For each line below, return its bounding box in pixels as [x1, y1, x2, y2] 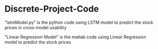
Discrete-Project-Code [4, 3, 99, 15]
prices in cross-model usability [4, 24, 67, 30]
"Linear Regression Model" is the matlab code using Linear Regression [4, 34, 147, 40]
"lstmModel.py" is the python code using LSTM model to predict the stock [4, 19, 154, 25]
